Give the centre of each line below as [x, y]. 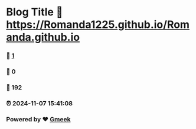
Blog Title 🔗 [35, 12]
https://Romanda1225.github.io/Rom [98, 25]
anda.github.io [43, 37]
